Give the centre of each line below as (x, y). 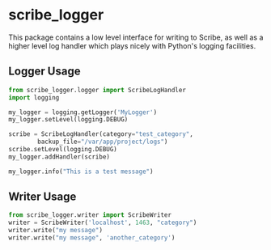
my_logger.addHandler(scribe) (59, 157)
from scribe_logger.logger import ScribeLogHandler (97, 90)
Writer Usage (42, 197)
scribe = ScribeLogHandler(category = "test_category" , (101, 134)
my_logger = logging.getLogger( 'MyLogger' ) (83, 112)
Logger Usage (44, 72)
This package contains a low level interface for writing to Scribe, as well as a (136, 37)
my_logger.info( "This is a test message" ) (81, 172)
